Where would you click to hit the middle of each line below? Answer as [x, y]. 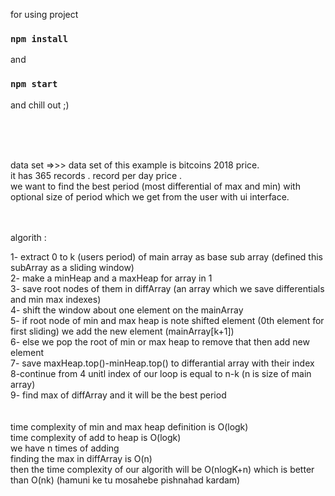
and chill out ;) [40, 105]
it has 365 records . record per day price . [96, 175]
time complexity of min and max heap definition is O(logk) [129, 426]
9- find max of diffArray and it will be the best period [118, 395]
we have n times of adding [65, 448]
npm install [39, 38]
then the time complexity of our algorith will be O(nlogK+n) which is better [162, 469]
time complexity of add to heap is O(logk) [96, 437]
